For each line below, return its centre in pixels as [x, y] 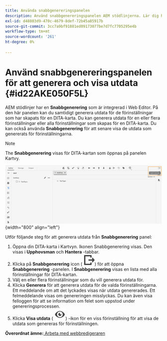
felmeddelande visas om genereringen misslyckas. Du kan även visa [82, 295]
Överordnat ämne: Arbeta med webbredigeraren [55, 333]
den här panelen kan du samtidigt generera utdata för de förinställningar [79, 112]
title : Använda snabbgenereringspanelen [48, 10]
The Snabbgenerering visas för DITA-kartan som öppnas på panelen [76, 153]
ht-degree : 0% [20, 42]
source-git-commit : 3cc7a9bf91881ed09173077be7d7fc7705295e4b [71, 26]
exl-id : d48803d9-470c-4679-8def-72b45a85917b [54, 21]
